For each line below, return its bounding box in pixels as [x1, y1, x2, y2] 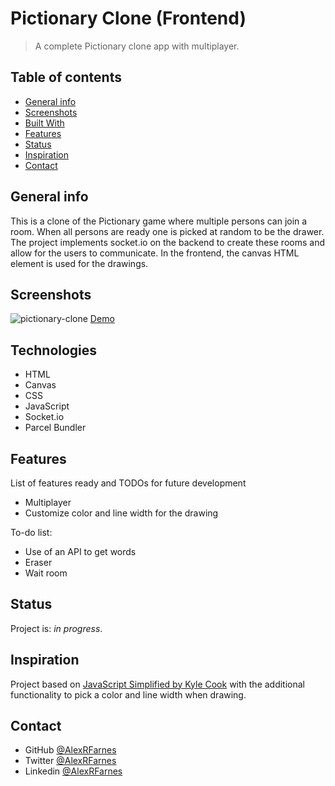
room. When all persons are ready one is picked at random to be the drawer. [10, 225, 325, 237]
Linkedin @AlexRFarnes [24, 765, 123, 777]
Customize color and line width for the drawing [24, 507, 219, 519]
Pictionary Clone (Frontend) [10, 7, 247, 30]
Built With [24, 117, 65, 129]
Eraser [24, 557, 53, 568]
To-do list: [10, 527, 53, 538]
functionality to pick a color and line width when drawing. [10, 688, 247, 701]
